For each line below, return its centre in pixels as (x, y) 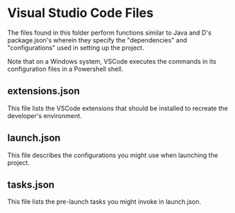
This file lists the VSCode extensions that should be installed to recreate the (118, 108)
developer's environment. (45, 115)
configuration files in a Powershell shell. (65, 69)
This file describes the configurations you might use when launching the (113, 155)
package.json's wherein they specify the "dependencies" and (97, 40)
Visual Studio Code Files (80, 13)
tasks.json (31, 184)
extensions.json (44, 91)
